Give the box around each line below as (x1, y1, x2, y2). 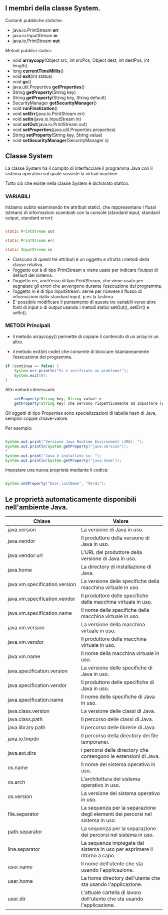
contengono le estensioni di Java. (80, 753, 160, 760)
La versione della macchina (80, 621, 145, 628)
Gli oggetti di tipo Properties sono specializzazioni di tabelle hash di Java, (5, 410, 157, 416)
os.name (7, 764, 28, 771)
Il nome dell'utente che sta (80, 860, 143, 867)
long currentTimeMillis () (12, 68, 64, 74)
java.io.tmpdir (7, 735, 40, 742)
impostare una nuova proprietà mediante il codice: (5, 467, 109, 473)
